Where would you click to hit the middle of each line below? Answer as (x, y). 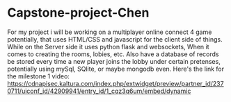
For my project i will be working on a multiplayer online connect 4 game (110, 32)
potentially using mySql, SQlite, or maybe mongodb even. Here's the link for (116, 69)
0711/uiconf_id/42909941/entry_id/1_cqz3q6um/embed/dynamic (99, 91)
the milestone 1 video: (38, 76)
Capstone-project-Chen (78, 13)
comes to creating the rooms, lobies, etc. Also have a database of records (113, 54)
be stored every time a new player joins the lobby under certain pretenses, (114, 61)
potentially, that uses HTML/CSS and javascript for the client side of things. (115, 39)
